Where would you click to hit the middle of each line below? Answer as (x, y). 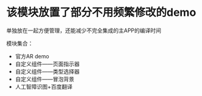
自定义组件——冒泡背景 (45, 79)
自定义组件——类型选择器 (47, 71)
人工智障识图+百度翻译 (44, 86)
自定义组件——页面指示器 (47, 64)
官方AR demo (32, 56)
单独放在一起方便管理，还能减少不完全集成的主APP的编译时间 (84, 30)
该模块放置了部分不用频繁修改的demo (101, 12)
